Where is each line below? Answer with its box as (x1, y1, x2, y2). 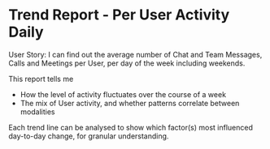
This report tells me (8, 74, 74, 83)
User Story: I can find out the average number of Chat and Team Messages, (8, 49, 263, 59)
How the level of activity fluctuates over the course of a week (20, 89, 226, 99)
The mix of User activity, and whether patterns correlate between (20, 98, 240, 108)
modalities (20, 107, 55, 117)
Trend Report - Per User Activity (8, 6, 230, 24)
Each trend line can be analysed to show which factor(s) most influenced (8, 122, 254, 132)
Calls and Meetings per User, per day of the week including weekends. (8, 58, 246, 68)
